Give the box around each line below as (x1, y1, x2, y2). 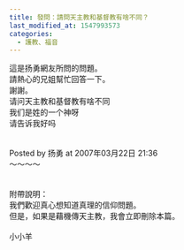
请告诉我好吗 (9, 118, 56, 129)
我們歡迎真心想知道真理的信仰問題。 (9, 200, 142, 210)
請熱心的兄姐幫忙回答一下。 (9, 74, 111, 85)
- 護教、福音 (17, 37, 59, 47)
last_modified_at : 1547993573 (9, 21, 121, 30)
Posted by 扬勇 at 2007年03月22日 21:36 (9, 148, 158, 159)
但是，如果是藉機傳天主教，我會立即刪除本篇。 (9, 211, 180, 222)
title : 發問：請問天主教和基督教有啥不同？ (9, 12, 149, 22)
